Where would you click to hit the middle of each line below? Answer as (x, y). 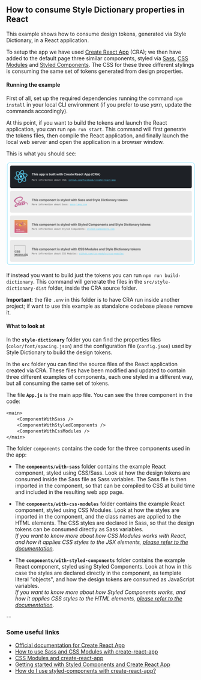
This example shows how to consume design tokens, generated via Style (96, 34)
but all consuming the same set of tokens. (58, 383)
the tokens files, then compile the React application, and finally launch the (97, 136)
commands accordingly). (37, 111)
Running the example (33, 85)
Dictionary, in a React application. (48, 40)
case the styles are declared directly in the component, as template (98, 573)
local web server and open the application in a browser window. (85, 142)
